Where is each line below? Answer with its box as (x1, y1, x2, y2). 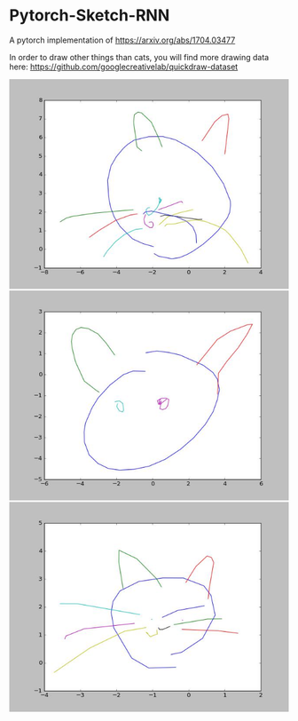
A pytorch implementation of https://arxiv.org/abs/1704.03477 (9, 35, 236, 45)
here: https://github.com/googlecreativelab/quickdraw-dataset (9, 61, 239, 72)
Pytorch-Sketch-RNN (9, 5, 170, 26)
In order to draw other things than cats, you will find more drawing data (9, 51, 270, 62)
